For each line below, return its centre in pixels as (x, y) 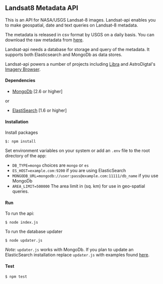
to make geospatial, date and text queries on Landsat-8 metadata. (72, 25)
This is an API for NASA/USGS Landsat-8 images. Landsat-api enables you (80, 20)
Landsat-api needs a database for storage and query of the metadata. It (77, 49)
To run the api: (20, 213)
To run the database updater (34, 232)
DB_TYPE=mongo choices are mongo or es (50, 165)
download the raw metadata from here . (45, 40)
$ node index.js (22, 223)
